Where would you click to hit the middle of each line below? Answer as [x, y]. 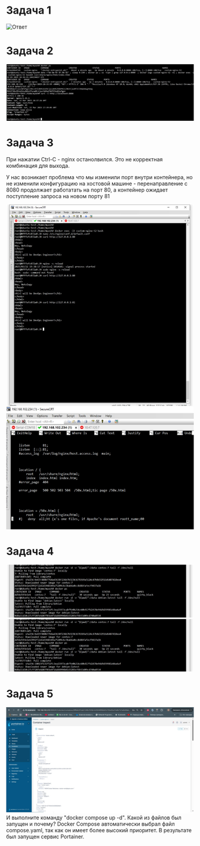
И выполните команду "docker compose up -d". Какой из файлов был [94, 817]
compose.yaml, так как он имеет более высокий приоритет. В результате [99, 830]
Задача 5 [30, 694]
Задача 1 [29, 10]
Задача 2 [30, 51]
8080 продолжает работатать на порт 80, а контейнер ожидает [87, 190]
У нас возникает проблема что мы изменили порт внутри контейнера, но [99, 177]
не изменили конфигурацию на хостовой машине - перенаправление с [97, 183]
